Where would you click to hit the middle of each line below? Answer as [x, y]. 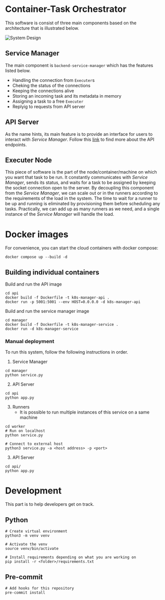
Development [33, 491]
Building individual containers [52, 272]
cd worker [15, 427]
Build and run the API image [33, 284]
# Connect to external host [34, 444]
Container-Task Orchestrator [66, 9]
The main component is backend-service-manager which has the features [79, 65]
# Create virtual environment [36, 532]
